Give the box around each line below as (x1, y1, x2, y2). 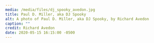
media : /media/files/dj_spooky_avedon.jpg (5, 7, 95, 12)
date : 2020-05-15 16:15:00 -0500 (5, 30, 75, 35)
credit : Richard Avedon (5, 26, 55, 31)
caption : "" (5, 21, 30, 26)
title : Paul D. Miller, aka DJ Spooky (5, 12, 86, 17)
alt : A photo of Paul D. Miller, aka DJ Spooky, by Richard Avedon (5, 16, 149, 21)
